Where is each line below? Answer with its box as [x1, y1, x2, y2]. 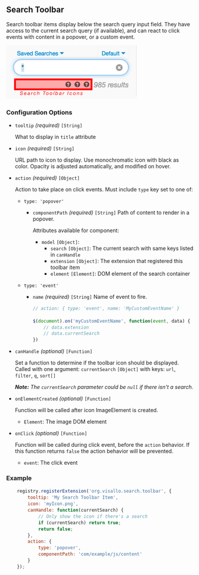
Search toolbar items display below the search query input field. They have [6, 20, 191, 27]
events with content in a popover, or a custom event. [6, 33, 135, 41]
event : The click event [23, 459, 78, 466]
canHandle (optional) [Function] [14, 348, 93, 355]
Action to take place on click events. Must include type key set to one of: [14, 186, 194, 193]
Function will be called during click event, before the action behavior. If [14, 441, 190, 449]
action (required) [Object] [14, 174, 80, 181]
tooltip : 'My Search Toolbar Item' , [27, 494, 119, 500]
